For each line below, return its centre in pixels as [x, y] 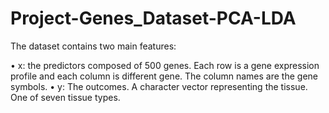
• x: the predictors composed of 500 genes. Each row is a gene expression [165, 65]
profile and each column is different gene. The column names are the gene [164, 76]
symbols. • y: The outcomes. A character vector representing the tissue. [159, 86]
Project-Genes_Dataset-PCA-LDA [153, 18]
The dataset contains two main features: [93, 46]
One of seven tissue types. [65, 97]
